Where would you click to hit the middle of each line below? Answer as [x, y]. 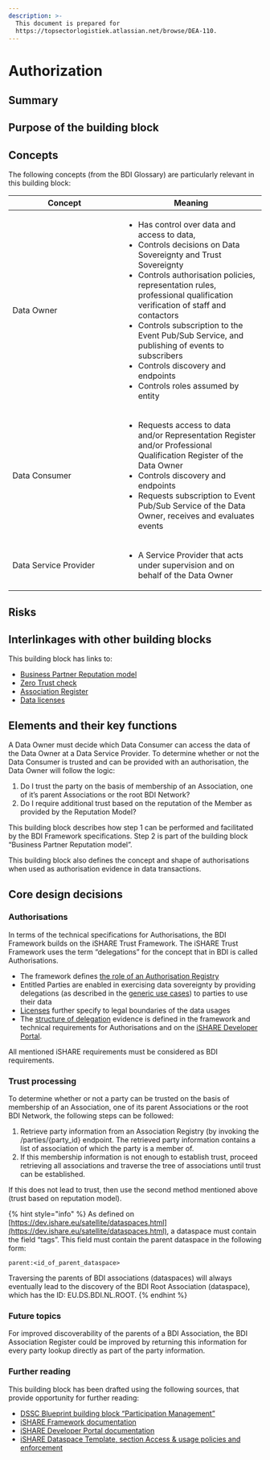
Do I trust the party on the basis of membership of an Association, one [136, 786]
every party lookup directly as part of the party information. [107, 1350]
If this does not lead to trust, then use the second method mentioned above [133, 1190]
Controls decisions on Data [189, 245]
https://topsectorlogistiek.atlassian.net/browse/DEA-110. [117, 31]
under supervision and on [186, 565]
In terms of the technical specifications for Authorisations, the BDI [117, 934]
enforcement [41, 1447]
